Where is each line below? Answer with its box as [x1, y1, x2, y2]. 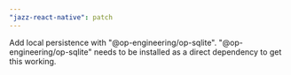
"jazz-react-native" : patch [9, 12, 114, 22]
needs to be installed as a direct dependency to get [93, 46, 282, 57]
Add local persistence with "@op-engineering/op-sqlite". [9, 37, 217, 48]
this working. [9, 56, 57, 66]
